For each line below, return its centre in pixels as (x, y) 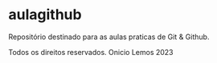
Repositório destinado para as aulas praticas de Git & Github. (109, 37)
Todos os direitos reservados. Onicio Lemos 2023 (91, 52)
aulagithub (45, 15)
